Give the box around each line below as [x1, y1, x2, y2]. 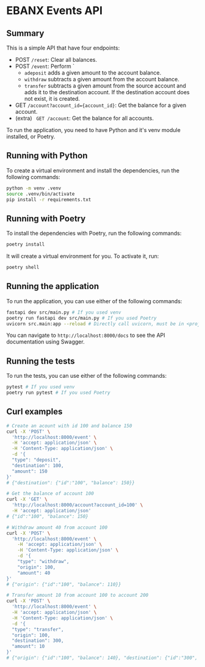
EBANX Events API [6, 4, 103, 18]
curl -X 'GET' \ [6, 496, 48, 503]
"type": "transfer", [12, 626, 64, 633]
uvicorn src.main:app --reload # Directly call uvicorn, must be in [6, 320, 184, 327]
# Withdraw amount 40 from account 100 [6, 524, 108, 531]
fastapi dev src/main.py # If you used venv [6, 309, 121, 315]
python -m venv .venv [6, 185, 62, 191]
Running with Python [6, 150, 88, 161]
